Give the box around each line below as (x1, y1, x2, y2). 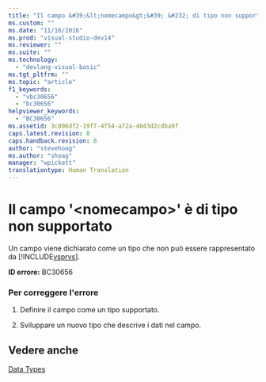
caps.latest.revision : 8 (8, 129, 90, 137)
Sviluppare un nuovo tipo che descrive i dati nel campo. (19, 320, 202, 330)
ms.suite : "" (8, 48, 51, 56)
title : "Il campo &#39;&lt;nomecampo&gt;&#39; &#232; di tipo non (8, 11, 232, 20)
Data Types (8, 365, 46, 374)
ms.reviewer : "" (8, 41, 62, 49)
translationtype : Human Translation (8, 166, 129, 174)
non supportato (8, 217, 112, 235)
